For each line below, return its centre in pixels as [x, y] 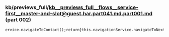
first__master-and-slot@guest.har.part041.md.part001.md [79, 13]
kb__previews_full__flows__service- [94, 7]
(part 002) [18, 20]
